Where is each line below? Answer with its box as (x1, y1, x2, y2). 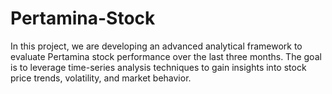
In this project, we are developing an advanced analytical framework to (10, 40, 303, 52)
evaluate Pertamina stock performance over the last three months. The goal (10, 50, 322, 62)
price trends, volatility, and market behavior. (10, 72, 192, 84)
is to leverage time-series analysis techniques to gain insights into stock (10, 61, 307, 73)
